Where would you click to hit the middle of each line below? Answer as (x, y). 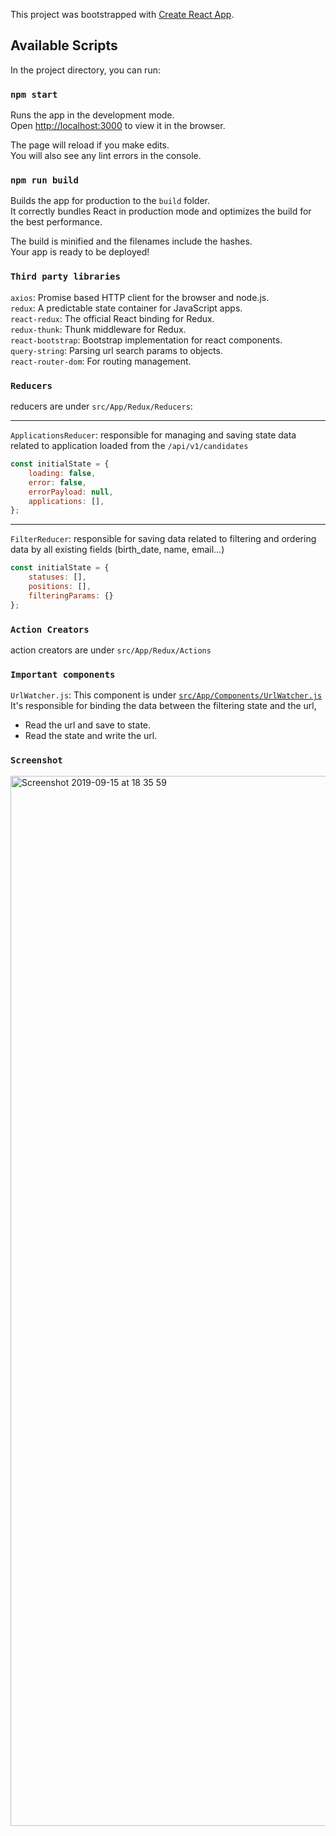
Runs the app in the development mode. (92, 115)
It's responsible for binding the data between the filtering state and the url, (163, 706)
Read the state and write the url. (91, 736)
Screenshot (36, 760)
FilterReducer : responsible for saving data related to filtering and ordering (163, 539)
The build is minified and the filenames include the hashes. (131, 241)
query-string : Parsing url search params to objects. (116, 350)
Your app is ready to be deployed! (80, 252)
